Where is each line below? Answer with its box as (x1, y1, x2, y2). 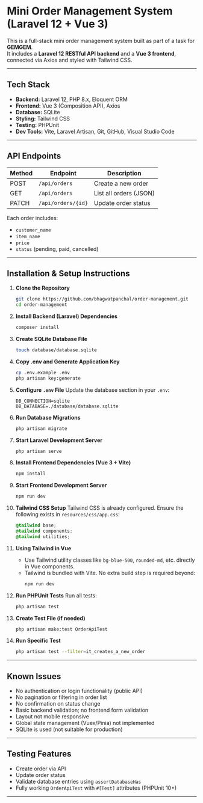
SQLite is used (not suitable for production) (15, 726, 123, 733)
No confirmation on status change (15, 700, 101, 707)
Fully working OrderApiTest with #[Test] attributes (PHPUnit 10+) (15, 784, 177, 792)
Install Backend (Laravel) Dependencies (15, 313, 118, 320)
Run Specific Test (15, 637, 61, 645)
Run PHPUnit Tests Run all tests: (15, 591, 97, 599)
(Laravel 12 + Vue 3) (7, 17, 108, 31)
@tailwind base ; (15, 522, 57, 528)
